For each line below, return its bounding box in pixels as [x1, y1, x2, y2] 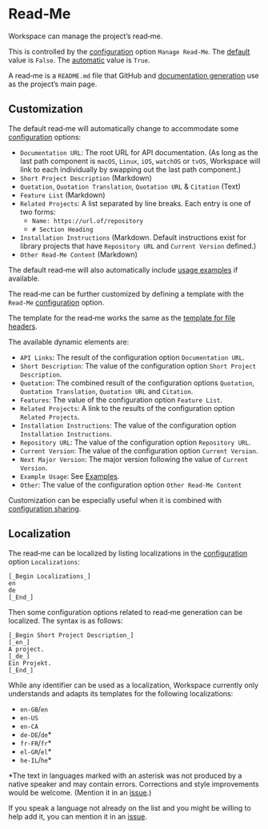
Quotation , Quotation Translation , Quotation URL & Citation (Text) [19, 181, 242, 191]
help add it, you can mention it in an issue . [8, 811, 148, 821]
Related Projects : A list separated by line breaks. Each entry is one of [19, 198, 251, 208]
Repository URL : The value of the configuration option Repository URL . [19, 437, 251, 447]
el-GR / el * [19, 747, 52, 756]
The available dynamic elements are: [8, 337, 130, 346]
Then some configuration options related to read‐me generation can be [8, 607, 242, 616]
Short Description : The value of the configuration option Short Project [19, 361, 257, 370]
